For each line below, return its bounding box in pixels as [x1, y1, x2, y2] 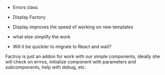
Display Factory [12, 14, 46, 20]
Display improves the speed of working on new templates [12, 24, 133, 30]
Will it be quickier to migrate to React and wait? [12, 44, 112, 50]
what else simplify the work [12, 34, 71, 40]
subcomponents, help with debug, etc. [5, 64, 87, 70]
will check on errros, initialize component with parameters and [5, 59, 136, 65]
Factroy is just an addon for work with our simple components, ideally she [5, 53, 160, 59]
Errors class [12, 5, 38, 10]
